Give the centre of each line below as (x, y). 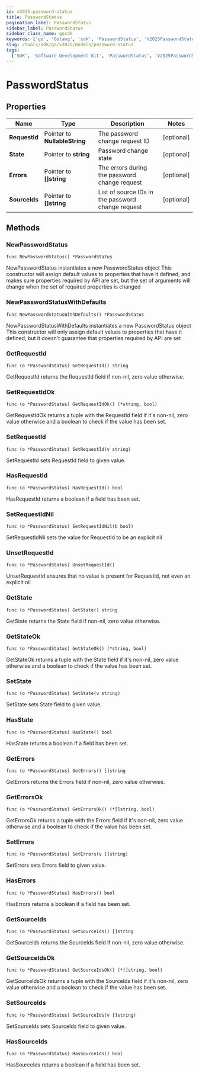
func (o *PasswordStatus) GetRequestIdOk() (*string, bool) (82, 404)
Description (127, 123)
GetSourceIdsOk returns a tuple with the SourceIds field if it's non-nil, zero (97, 981)
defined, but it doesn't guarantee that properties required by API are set (94, 338)
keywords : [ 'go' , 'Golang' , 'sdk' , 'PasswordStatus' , (74, 39)
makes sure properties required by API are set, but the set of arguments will (98, 281)
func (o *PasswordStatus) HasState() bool (59, 732)
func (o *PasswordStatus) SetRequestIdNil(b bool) (70, 527)
